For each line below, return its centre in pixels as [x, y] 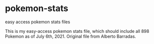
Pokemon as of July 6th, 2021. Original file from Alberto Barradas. [71, 36]
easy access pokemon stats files [38, 22]
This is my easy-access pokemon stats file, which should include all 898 [77, 31]
